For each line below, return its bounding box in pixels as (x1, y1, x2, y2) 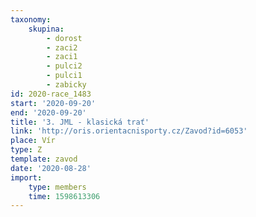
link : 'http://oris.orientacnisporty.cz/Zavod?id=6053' (10, 126, 248, 136)
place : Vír (10, 136, 56, 146)
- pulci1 (46, 71, 83, 81)
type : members (28, 182, 87, 192)
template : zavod (10, 154, 78, 164)
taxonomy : (10, 14, 52, 25)
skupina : (28, 24, 65, 34)
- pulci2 (46, 61, 83, 71)
